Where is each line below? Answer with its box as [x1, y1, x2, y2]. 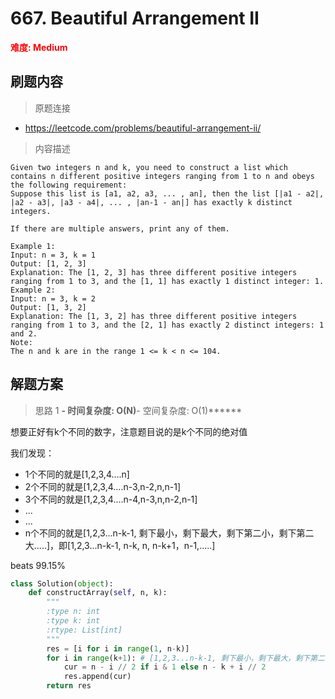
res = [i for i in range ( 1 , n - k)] [46, 643, 190, 654]
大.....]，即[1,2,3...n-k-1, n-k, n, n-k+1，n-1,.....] [24, 539, 216, 551]
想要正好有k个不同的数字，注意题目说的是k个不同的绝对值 [10, 425, 248, 437]
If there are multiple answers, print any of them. [10, 223, 230, 234]
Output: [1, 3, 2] [10, 302, 87, 312]
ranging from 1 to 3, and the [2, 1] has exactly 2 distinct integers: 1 [10, 320, 325, 330]
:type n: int [46, 607, 101, 617]
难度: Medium [10, 41, 68, 53]
